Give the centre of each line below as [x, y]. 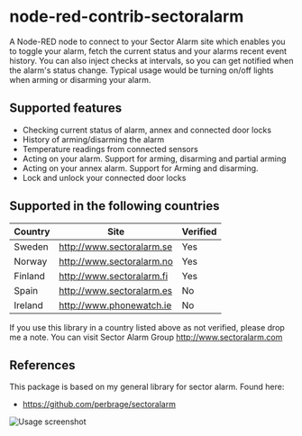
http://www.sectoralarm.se [115, 247]
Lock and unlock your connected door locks [104, 177]
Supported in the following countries [114, 206]
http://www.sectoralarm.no [116, 261]
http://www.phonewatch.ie [115, 305]
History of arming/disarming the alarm [93, 139]
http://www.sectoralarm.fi [113, 276]
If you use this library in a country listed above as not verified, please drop [147, 327]
